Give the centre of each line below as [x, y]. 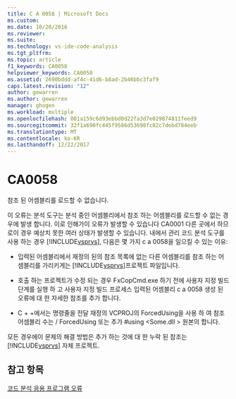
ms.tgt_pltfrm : [30, 54]
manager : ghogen [31, 106]
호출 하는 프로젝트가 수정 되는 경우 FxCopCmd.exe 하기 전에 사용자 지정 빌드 [123, 281]
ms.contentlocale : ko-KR [44, 138]
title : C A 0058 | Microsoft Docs [58, 14]
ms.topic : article [34, 60]
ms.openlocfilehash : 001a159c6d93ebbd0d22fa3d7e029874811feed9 [102, 118]
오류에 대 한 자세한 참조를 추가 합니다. [69, 298]
